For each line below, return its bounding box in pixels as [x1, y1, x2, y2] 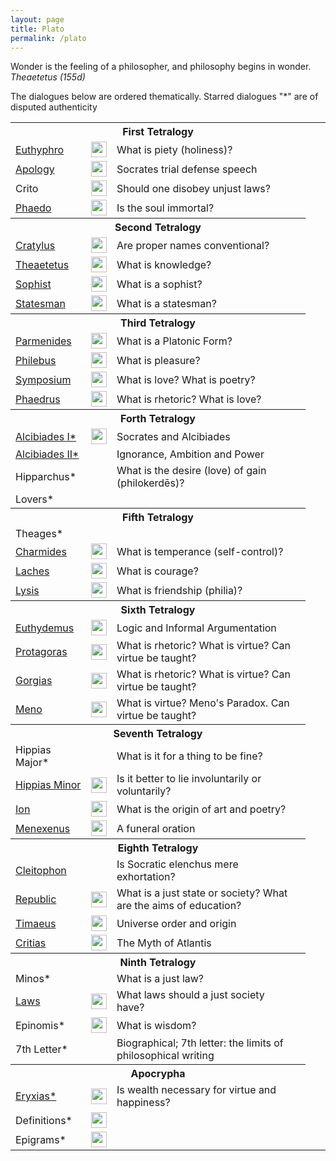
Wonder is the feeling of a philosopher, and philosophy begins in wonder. [10, 61, 312, 73]
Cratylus [15, 238, 56, 252]
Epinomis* [15, 1018, 66, 1032]
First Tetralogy [122, 125, 194, 139]
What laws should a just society [116, 988, 265, 1002]
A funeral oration [116, 821, 196, 835]
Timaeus [15, 916, 57, 930]
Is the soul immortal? [116, 201, 215, 215]
